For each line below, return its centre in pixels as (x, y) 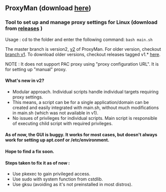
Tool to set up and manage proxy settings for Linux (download (81, 22)
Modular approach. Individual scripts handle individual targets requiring (85, 92)
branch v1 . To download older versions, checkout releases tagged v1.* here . (83, 54)
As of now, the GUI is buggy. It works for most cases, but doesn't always (81, 135)
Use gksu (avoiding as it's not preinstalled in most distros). (72, 185)
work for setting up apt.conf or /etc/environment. (57, 140)
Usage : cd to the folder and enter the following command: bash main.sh (79, 39)
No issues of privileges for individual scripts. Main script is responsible (85, 118)
